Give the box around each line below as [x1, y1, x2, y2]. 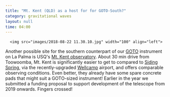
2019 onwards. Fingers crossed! [5, 86, 73, 92]
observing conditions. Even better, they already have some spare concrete [5, 70, 162, 76]
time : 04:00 [5, 24, 31, 29]
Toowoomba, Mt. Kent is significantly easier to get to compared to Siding [5, 59, 158, 66]
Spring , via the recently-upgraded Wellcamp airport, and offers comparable [5, 64, 164, 71]
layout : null [5, 19, 33, 24]
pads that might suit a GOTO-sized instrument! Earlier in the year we [5, 75, 149, 81]
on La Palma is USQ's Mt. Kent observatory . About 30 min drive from [5, 54, 150, 60]
